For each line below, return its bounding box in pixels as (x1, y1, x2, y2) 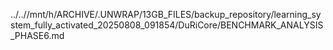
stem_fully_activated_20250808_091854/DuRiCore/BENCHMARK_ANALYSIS (10, 19, 324, 31)
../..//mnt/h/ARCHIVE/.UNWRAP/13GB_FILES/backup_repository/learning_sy (10, 9, 322, 20)
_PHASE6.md (10, 30, 65, 41)
